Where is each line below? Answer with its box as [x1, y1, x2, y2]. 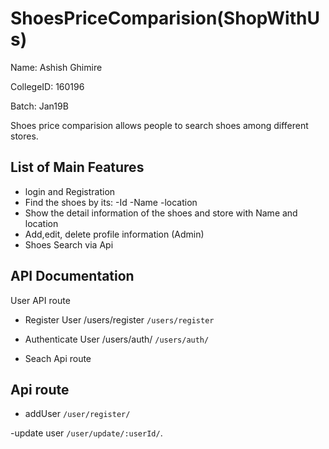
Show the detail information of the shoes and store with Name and [24, 207, 298, 219]
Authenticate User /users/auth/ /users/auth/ [24, 333, 210, 345]
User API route [10, 294, 71, 306]
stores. [10, 130, 39, 142]
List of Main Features [10, 159, 145, 176]
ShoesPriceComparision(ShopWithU [10, 7, 320, 30]
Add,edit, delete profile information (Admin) [24, 228, 205, 240]
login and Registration [24, 185, 116, 197]
